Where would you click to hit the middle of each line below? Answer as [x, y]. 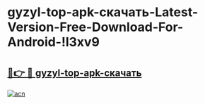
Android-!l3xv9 [54, 42]
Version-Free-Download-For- [95, 27]
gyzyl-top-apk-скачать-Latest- [103, 12]
